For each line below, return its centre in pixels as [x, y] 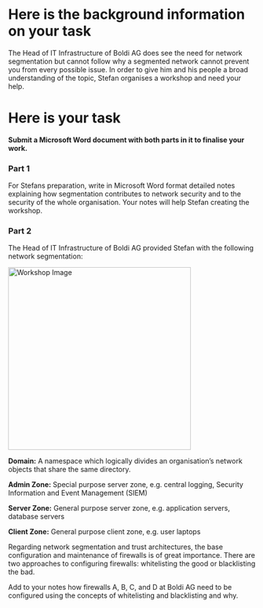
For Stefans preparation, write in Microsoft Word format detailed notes [122, 185]
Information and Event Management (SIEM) [78, 493]
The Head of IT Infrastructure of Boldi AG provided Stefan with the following [131, 248]
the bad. [22, 572]
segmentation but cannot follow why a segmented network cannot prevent [129, 61]
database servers [37, 517]
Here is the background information [127, 15]
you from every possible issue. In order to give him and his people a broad [128, 69]
